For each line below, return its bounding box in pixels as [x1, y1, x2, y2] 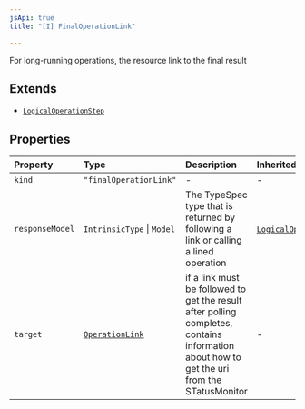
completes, [185, 317, 233, 330]
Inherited [256, 158, 297, 171]
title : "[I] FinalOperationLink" [9, 22, 136, 31]
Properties [9, 131, 71, 146]
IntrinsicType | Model [83, 223, 175, 235]
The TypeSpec [185, 188, 248, 201]
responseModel [14, 224, 75, 234]
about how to [185, 351, 242, 364]
